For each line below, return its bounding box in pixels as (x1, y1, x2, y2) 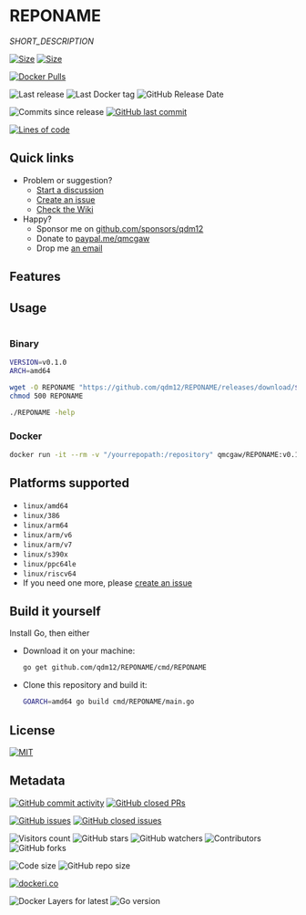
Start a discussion (36, 184, 105, 195)
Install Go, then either (9, 628, 90, 639)
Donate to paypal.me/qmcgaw (36, 233, 150, 244)
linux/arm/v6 (22, 530, 73, 539)
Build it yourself (9, 604, 102, 619)
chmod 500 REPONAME (9, 391, 84, 400)
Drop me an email (36, 243, 103, 254)
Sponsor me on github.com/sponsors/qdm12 (36, 223, 204, 234)
